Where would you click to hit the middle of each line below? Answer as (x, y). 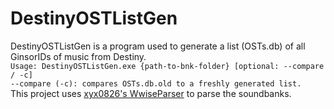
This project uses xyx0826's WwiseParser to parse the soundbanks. (151, 93)
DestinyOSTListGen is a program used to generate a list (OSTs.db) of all (158, 46)
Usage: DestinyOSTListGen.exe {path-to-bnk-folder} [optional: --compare (167, 66)
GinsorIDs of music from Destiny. (78, 56)
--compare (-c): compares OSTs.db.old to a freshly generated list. (156, 83)
